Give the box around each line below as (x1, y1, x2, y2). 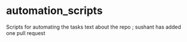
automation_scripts (6, 4, 103, 17)
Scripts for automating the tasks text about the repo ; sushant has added (6, 23, 181, 30)
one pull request (6, 29, 46, 36)
